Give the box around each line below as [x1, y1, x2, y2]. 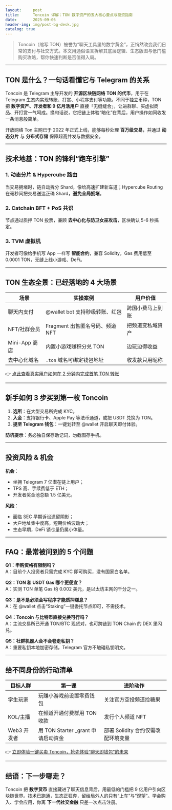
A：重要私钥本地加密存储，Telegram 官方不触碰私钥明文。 [5, 645, 128, 651]
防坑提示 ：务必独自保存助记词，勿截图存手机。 [5, 432, 104, 438]
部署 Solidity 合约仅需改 [104, 727, 161, 734]
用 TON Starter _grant [38, 727, 90, 734]
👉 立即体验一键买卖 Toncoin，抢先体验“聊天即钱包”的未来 [5, 749, 128, 755]
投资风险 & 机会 [5, 453, 54, 462]
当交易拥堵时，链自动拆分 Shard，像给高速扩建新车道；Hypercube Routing [5, 183, 163, 190]
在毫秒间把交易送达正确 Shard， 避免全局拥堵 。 [5, 190, 104, 196]
